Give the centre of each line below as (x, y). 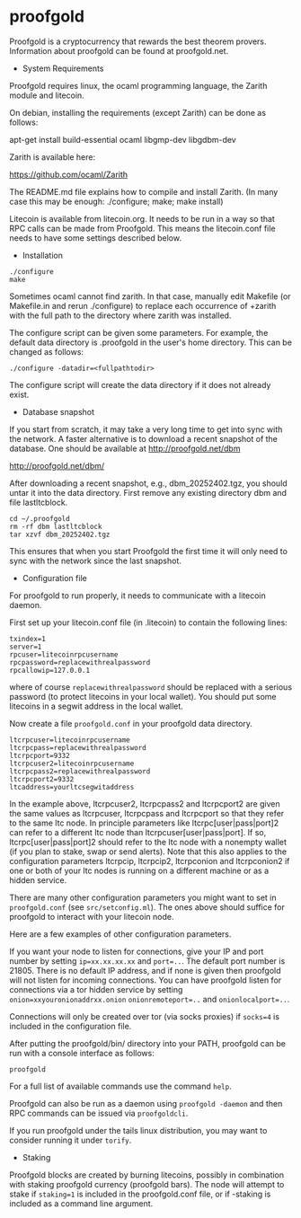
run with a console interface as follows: (82, 1053)
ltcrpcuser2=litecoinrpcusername (72, 763)
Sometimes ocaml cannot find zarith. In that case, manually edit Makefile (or (150, 296)
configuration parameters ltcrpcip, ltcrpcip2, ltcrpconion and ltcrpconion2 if (150, 861)
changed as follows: (46, 351)
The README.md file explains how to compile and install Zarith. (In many (144, 191)
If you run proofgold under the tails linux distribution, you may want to (138, 1130)
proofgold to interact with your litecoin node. (92, 916)
